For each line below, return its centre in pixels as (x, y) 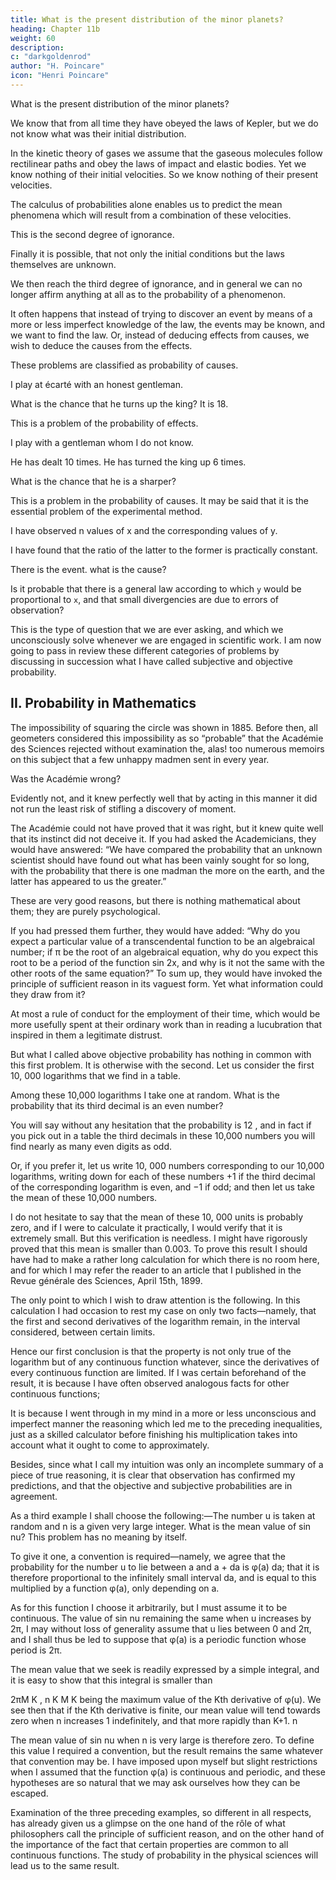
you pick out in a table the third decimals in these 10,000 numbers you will (163, 1135)
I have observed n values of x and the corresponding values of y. (144, 530)
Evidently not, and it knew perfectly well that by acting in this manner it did (164, 798)
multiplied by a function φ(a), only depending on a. (115, 1588)
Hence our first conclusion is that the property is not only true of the (151, 1351)
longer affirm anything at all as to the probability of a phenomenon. (148, 294)
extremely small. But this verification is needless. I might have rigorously (159, 1238)
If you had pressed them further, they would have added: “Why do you (155, 930)
